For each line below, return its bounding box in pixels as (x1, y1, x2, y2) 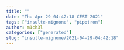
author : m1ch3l (6, 24, 43, 30)
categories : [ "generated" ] (6, 30, 72, 36)
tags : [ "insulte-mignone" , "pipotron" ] (6, 19, 104, 25)
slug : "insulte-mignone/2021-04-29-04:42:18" (6, 35, 119, 41)
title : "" (6, 8, 30, 14)
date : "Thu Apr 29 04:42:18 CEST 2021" (6, 14, 104, 20)
